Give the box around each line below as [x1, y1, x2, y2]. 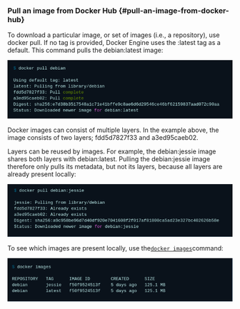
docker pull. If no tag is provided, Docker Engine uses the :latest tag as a [7, 39, 221, 47]
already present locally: [7, 170, 76, 178]
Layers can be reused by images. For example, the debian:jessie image [7, 147, 216, 156]
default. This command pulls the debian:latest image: [7, 46, 164, 55]
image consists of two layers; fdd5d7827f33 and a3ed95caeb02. [7, 133, 199, 142]
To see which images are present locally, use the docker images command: [7, 244, 224, 253]
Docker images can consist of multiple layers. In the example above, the [7, 126, 219, 134]
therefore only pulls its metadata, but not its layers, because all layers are [7, 163, 223, 171]
